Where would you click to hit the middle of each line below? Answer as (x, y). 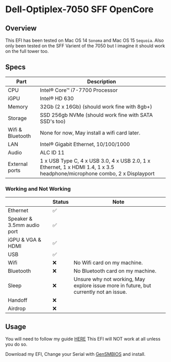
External (18, 164)
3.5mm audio (24, 225)
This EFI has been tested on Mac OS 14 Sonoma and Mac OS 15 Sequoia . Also (84, 40)
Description (102, 81)
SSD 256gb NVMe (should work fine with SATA (96, 115)
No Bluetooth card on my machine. (115, 271)
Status (61, 202)
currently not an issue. (100, 292)
